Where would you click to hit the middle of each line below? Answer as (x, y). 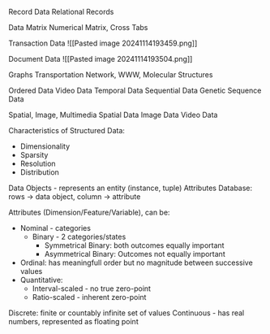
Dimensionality (45, 146)
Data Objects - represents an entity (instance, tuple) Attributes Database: (131, 188)
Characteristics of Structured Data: (67, 130)
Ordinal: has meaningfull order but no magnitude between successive (136, 262)
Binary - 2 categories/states (79, 236)
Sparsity (34, 155)
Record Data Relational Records (61, 12)
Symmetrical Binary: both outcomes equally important (134, 245)
